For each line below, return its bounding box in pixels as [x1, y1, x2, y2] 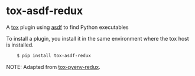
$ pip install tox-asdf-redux [17, 52, 92, 58]
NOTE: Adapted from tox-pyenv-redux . [6, 63, 100, 70]
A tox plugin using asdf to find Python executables [6, 24, 129, 31]
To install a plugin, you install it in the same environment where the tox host [6, 35, 189, 42]
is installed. [6, 41, 34, 48]
